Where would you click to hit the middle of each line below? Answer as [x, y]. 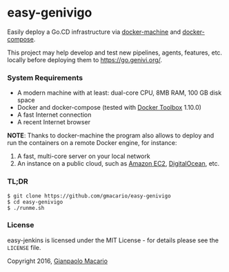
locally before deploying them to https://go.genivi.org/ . [85, 59]
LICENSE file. [24, 247]
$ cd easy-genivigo [35, 202]
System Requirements [45, 77]
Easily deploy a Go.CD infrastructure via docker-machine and [94, 32]
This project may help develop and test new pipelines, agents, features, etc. [115, 52]
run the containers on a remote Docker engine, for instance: [92, 143]
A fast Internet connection [54, 115]
